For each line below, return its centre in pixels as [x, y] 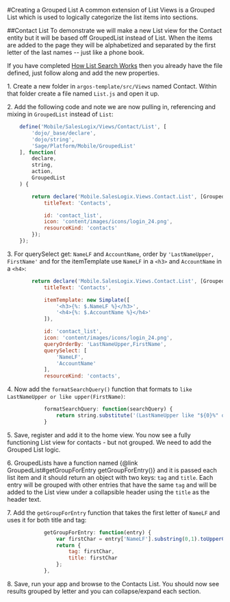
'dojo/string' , [53, 139]
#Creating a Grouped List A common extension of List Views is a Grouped [111, 10]
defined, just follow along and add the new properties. [83, 73]
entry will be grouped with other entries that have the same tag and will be [112, 485]
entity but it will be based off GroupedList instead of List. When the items [110, 38]
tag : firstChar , [91, 552]
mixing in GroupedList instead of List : [61, 114]
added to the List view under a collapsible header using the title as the [108, 492]
